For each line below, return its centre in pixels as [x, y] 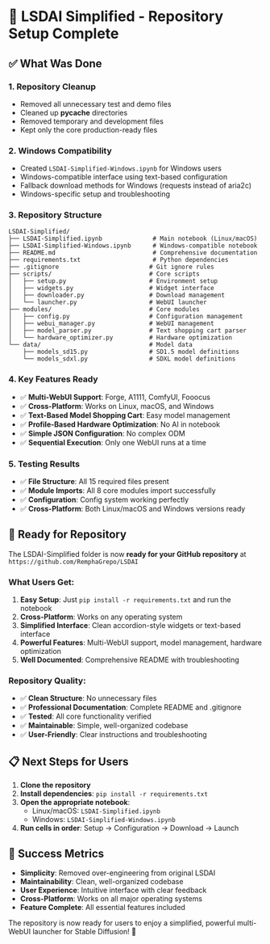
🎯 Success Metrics [56, 853]
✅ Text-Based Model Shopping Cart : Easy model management [125, 415]
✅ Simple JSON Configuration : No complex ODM [102, 433]
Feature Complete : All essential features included [102, 908]
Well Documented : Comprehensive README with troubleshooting [129, 660]
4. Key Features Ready [53, 379]
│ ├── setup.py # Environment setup [113, 281]
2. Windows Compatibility [60, 150]
